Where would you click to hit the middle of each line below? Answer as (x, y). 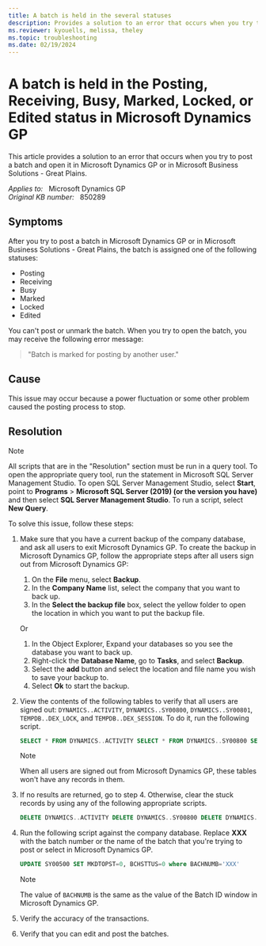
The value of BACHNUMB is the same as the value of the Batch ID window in (139, 895)
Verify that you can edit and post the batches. (94, 934)
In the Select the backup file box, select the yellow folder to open (139, 604)
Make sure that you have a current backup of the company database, (132, 538)
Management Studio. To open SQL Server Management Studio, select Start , (132, 483)
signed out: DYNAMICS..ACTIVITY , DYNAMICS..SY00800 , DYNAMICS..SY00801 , (136, 709)
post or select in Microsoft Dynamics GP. (86, 850)
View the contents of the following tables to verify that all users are (129, 701)
